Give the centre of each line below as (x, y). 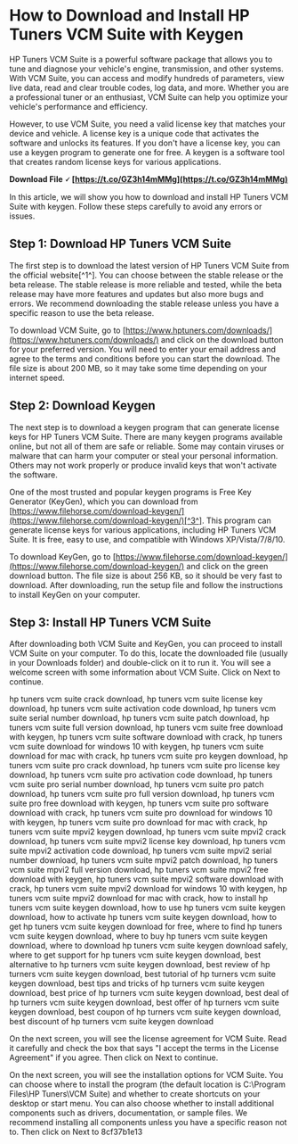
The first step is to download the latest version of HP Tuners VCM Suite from (149, 265)
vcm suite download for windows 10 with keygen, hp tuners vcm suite (137, 747)
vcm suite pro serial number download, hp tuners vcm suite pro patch (137, 784)
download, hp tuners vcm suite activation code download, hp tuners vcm (143, 709)
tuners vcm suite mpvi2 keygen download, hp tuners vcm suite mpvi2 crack (148, 832)
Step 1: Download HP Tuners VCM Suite (120, 244)
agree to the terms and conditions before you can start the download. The (145, 359)
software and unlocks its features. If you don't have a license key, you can (145, 143)
